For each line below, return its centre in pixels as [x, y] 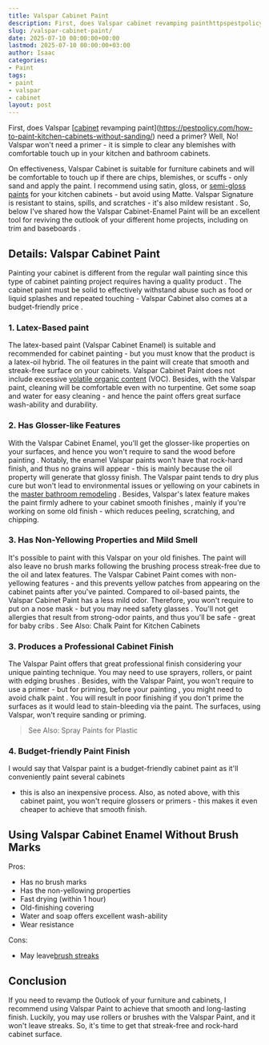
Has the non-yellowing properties [75, 890]
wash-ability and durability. [53, 404]
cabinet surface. [35, 1035]
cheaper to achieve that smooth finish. [83, 810]
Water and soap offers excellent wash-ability [94, 916]
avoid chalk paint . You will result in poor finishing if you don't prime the [126, 698]
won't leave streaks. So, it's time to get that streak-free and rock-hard [123, 1026]
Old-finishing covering [57, 908]
